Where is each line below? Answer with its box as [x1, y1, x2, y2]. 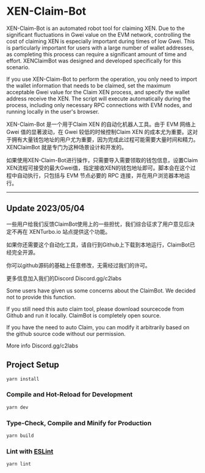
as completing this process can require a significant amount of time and [6, 50, 187, 58]
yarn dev [6, 404, 29, 411]
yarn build [6, 433, 34, 439]
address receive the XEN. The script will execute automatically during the [6, 95, 191, 102]
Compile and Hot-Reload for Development [6, 390, 133, 399]
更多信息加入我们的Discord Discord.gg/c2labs [6, 274, 122, 282]
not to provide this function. [6, 293, 76, 300]
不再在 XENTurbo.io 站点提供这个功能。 [11, 228, 111, 235]
